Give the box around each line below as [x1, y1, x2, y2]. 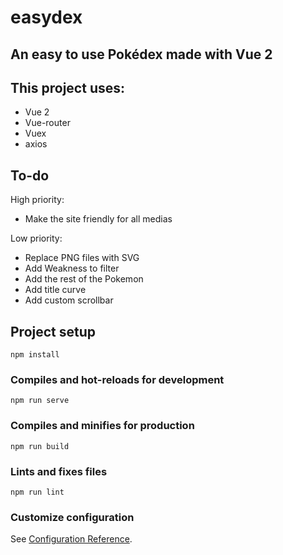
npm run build [10, 441, 70, 451]
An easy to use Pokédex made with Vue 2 [10, 46, 273, 63]
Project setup [10, 323, 97, 340]
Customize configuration [10, 510, 135, 524]
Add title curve [24, 284, 87, 296]
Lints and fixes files [10, 464, 108, 478]
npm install [10, 350, 60, 360]
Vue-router [24, 117, 71, 129]
